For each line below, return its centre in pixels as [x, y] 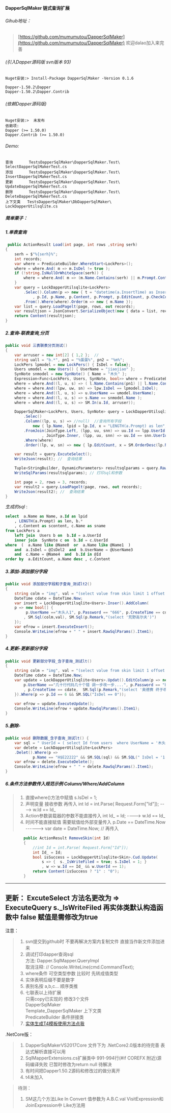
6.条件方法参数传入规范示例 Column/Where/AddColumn [65, 784]
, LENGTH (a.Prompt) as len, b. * [49, 521]
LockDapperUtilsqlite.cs [32, 206]
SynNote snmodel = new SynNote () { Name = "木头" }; [71, 374]
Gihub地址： [18, 20]
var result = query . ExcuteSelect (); [53, 454]
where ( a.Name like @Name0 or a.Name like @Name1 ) [68, 545]
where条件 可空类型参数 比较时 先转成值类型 [72, 973]
